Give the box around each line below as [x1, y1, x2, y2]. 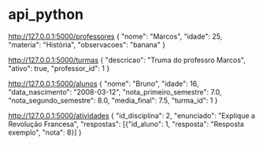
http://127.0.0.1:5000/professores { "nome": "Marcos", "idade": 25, [8, 32, 223, 41]
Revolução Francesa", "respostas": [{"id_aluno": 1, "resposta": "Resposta [8, 119, 244, 128]
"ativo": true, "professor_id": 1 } [8, 63, 110, 72]
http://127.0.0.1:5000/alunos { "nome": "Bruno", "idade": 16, [8, 79, 199, 88]
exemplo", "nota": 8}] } [8, 128, 82, 137]
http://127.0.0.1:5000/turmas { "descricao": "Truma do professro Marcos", [8, 55, 246, 65]
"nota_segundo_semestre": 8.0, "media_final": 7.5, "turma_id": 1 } [8, 95, 218, 105]
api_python [8, 6, 84, 24]
